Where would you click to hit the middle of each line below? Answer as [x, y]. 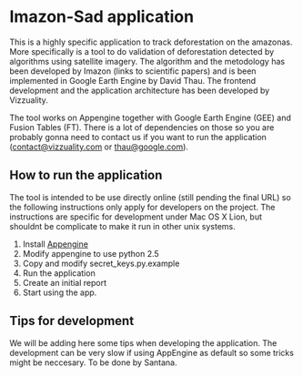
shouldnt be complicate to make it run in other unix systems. [123, 226]
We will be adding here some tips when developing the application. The [143, 342]
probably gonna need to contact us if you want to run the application [138, 137]
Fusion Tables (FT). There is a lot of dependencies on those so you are [142, 127]
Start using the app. [60, 292]
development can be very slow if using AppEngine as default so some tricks [151, 352]
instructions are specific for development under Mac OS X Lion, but [136, 217]
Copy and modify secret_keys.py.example [101, 263]
